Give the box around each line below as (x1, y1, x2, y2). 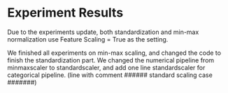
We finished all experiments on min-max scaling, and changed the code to (7, 49, 222, 57)
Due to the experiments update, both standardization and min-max (7, 28, 199, 36)
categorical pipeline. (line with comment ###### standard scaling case (7, 71, 213, 79)
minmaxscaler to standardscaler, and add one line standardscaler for (7, 63, 206, 71)
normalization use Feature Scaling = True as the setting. (7, 35, 169, 43)
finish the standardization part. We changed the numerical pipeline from (7, 56, 215, 64)
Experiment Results (7, 5, 124, 21)
